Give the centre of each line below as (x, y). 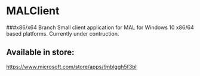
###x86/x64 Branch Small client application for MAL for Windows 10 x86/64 (100, 27)
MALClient (33, 11)
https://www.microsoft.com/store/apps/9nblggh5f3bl (72, 66)
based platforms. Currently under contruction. (63, 33)
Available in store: (40, 53)
